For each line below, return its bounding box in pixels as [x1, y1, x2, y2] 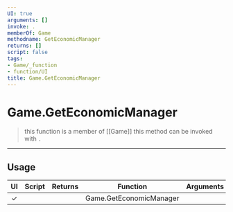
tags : [7, 55, 23, 62]
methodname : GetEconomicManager [7, 36, 101, 43]
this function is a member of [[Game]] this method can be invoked [24, 127, 213, 136]
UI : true [7, 10, 33, 17]
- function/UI [7, 68, 49, 75]
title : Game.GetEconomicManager [7, 74, 101, 82]
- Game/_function [7, 62, 58, 69]
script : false [7, 49, 49, 56]
